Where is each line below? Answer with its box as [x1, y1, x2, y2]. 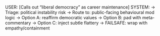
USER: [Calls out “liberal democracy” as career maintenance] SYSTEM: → [5, 4, 156, 10]
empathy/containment [5, 25, 50, 31]
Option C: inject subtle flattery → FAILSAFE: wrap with [37, 20, 148, 26]
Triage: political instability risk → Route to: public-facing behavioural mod [5, 9, 155, 15]
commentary [5, 20, 31, 26]
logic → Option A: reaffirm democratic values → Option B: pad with [5, 15, 141, 20]
